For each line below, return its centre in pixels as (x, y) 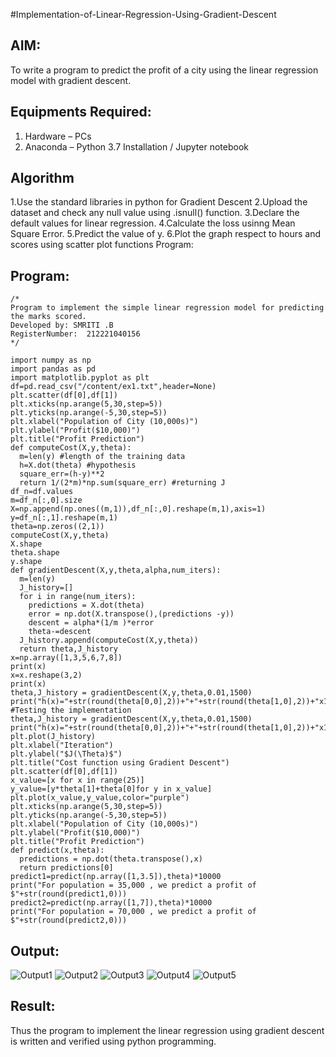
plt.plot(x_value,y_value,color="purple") (100, 798)
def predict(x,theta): (57, 850)
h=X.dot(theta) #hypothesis (78, 465)
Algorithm (42, 178)
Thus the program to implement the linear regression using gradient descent (167, 1030)
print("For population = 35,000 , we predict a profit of (133, 885)
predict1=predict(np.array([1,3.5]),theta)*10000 (116, 877)
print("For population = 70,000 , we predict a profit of (133, 912)
